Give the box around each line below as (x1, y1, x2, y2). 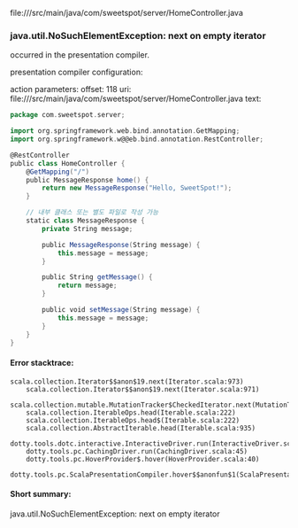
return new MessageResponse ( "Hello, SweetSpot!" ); (42, 183, 233, 193)
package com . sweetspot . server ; (10, 111, 126, 120)
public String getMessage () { (42, 273, 153, 282)
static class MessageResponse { (26, 216, 145, 225)
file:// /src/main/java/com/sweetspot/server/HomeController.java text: (10, 93, 262, 105)
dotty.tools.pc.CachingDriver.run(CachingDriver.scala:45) (26, 446, 248, 455)
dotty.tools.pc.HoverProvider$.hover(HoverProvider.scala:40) (26, 454, 260, 463)
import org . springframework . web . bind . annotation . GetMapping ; (10, 127, 241, 136)
